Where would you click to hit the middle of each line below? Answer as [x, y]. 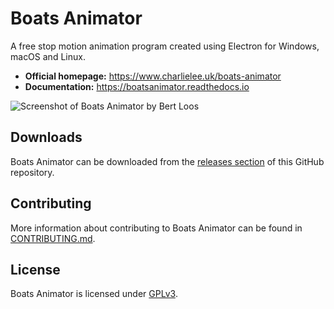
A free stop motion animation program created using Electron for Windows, [165, 46]
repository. [32, 172]
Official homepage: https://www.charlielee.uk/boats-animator [153, 76]
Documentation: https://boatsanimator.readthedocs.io [137, 86]
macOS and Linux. [48, 56]
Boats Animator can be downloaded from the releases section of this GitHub [167, 161]
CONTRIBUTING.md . [53, 238]
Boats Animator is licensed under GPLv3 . [94, 294]
